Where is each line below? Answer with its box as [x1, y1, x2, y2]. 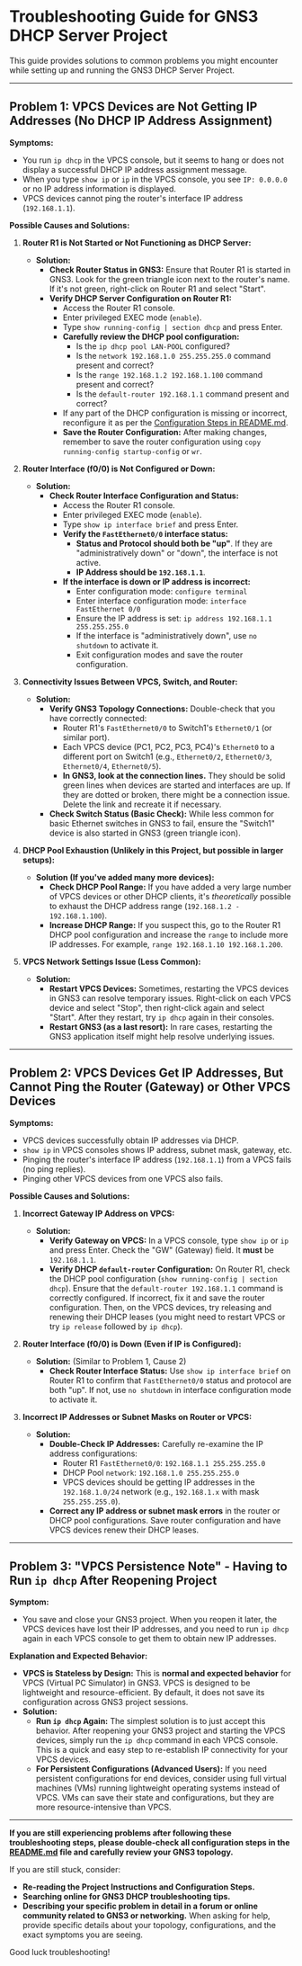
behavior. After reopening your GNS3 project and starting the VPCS [35, 1725, 286, 1737]
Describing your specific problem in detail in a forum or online [22, 1900, 259, 1912]
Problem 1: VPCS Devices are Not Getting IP [9, 99, 258, 114]
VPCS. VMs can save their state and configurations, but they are [35, 1792, 274, 1803]
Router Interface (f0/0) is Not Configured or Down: [22, 463, 216, 474]
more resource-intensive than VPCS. [35, 1801, 173, 1813]
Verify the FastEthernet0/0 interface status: [62, 528, 228, 539]
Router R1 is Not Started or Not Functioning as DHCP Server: [22, 237, 252, 248]
